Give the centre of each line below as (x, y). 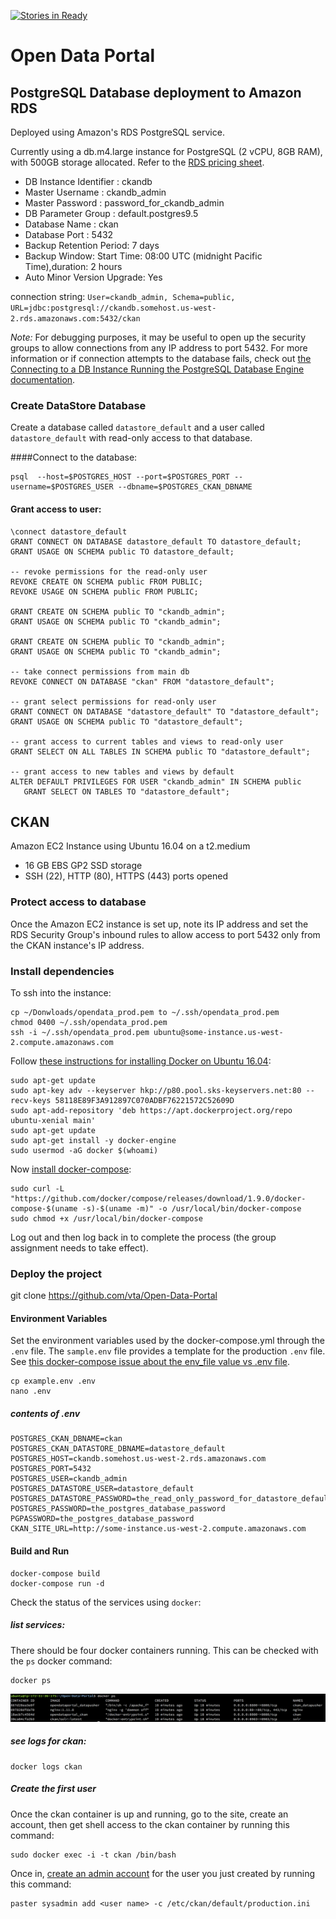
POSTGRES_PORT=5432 (51, 1469)
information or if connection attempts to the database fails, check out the (161, 358)
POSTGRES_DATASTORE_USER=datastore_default (102, 1489)
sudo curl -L (37, 1188)
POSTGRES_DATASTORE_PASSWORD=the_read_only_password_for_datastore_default (171, 1499)
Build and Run (40, 1551)
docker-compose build (55, 1573)
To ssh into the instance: (61, 992)
